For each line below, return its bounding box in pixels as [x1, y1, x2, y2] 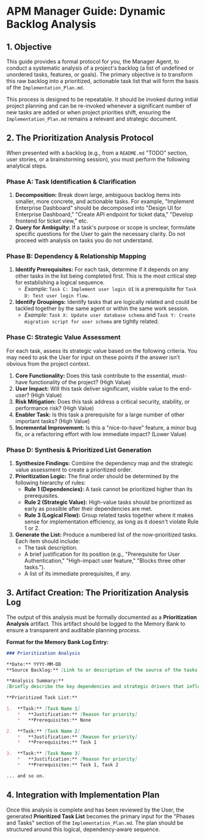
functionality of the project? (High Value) [29, 378, 131, 386]
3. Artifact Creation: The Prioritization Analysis [6, 588, 189, 598]
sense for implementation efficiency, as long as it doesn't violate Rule [24, 518, 199, 525]
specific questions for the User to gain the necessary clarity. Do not [15, 231, 185, 238]
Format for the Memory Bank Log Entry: [6, 638, 109, 646]
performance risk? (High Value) [15, 404, 95, 412]
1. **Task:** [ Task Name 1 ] [6, 706, 81, 712]
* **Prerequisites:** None [17, 717, 92, 723]
